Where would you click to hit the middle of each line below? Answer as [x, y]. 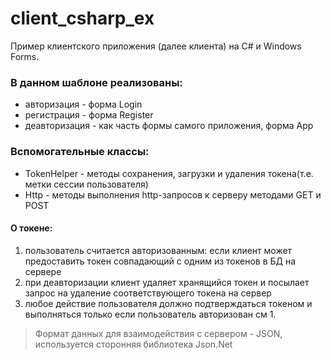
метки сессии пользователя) [86, 184]
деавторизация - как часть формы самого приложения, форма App [169, 126]
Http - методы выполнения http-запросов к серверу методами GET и [173, 194]
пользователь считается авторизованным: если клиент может [158, 250]
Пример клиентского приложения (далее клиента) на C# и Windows [156, 46]
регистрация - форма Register [89, 115]
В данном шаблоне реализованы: [96, 82]
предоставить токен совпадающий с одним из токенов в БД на [160, 261]
